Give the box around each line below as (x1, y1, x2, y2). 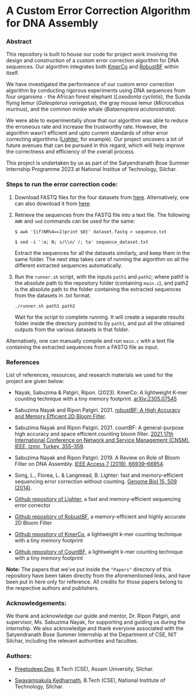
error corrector (14, 502, 51, 509)
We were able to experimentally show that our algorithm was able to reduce (6, 117, 188, 124)
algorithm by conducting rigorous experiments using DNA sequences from (6, 87, 186, 94)
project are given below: (6, 378, 64, 385)
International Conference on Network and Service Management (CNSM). (14, 436, 190, 443)
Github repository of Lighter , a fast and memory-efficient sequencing (14, 496, 181, 503)
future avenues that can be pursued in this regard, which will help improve (6, 142, 185, 149)
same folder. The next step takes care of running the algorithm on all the (14, 255, 189, 262)
